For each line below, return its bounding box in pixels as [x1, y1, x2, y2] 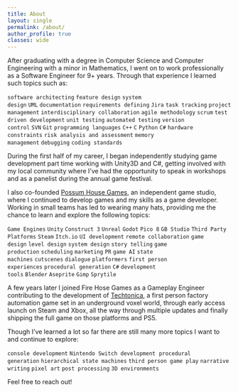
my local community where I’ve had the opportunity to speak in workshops [7, 167, 226, 175]
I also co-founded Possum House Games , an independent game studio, [7, 188, 217, 197]
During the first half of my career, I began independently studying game [7, 152, 217, 160]
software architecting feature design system [7, 94, 142, 102]
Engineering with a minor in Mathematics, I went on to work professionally [7, 64, 224, 72]
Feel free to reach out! [7, 378, 72, 386]
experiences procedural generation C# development [7, 263, 156, 271]
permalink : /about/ [7, 23, 65, 31]
